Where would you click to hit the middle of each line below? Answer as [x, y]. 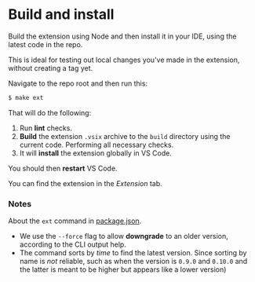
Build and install [61, 15]
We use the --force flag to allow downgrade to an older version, [124, 236]
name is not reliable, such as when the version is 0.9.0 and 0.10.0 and [133, 262]
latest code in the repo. [46, 44]
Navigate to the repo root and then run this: [78, 83]
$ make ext [26, 97]
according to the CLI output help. [73, 244]
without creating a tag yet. [51, 68]
